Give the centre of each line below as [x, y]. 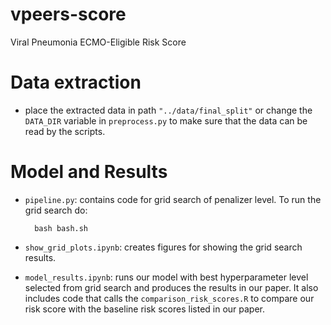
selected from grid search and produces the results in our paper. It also [171, 287]
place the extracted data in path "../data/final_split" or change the [168, 110]
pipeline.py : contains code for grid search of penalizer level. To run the [173, 199]
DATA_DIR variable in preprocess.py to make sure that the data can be [166, 120]
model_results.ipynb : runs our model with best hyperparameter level [166, 277]
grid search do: [56, 210]
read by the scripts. [65, 131]
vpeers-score [68, 14]
